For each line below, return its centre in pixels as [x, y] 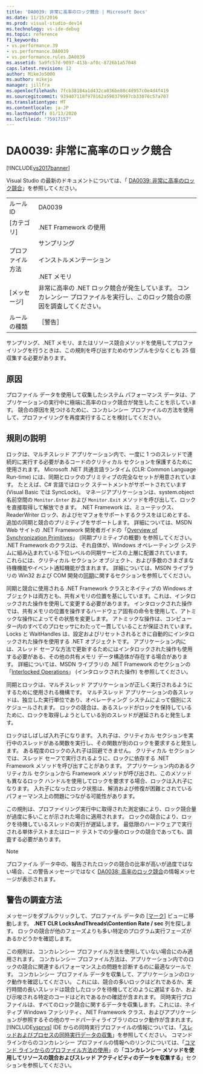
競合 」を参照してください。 [46, 188]
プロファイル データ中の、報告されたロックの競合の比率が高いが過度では [97, 864]
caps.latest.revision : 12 [39, 68]
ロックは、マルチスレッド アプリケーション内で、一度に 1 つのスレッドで [97, 454]
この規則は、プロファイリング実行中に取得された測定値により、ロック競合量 [101, 809]
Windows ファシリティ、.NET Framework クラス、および [94, 1012]
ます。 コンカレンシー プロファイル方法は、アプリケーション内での [105, 959]
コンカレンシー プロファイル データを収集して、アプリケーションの [101, 974]
